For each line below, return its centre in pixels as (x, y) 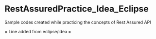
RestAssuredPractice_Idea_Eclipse (77, 9)
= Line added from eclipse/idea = (38, 31)
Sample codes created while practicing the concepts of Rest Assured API (78, 22)
